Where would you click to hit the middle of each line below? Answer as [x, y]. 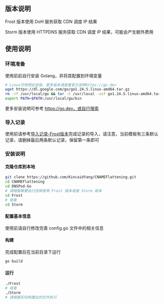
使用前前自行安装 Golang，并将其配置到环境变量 [53, 75]
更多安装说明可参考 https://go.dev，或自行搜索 [52, 108]
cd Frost [14, 195]
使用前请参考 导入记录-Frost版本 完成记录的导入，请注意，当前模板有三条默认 [82, 134]
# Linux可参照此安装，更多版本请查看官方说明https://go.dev [61, 85]
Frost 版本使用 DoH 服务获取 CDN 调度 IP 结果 [51, 22]
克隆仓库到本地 [20, 166]
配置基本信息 [18, 216]
